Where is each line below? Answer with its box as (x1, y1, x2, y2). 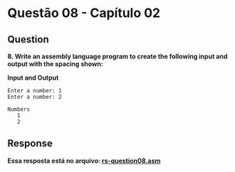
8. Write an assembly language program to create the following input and (7, 52, 228, 60)
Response (7, 137, 53, 150)
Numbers (7, 106, 31, 113)
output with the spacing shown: (7, 60, 103, 68)
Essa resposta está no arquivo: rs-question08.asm (7, 156, 161, 165)
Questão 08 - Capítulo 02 (7, 5, 161, 21)
